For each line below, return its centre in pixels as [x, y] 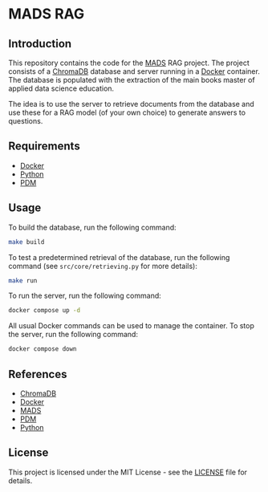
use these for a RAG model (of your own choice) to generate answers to [127, 112]
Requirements [44, 146]
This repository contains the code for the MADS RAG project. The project [129, 63]
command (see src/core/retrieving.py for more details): [103, 266]
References [38, 374]
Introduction [40, 44]
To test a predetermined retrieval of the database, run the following [119, 257]
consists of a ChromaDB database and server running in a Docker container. [134, 71]
